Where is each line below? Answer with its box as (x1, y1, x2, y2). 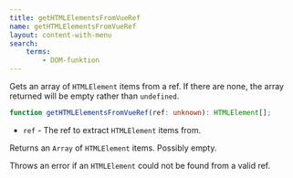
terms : (26, 47, 51, 57)
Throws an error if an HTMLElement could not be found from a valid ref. (9, 160, 271, 171)
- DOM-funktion (42, 56, 100, 65)
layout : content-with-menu (9, 30, 112, 39)
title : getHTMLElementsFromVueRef (9, 13, 141, 23)
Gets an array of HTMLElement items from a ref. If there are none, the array (9, 81, 285, 91)
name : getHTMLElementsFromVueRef (9, 22, 137, 31)
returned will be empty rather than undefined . (9, 90, 180, 101)
